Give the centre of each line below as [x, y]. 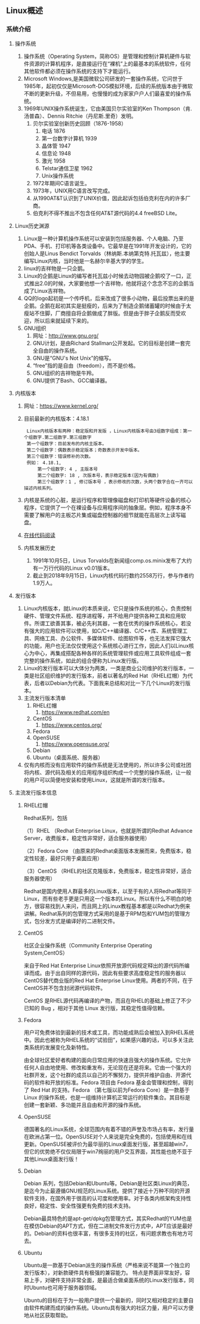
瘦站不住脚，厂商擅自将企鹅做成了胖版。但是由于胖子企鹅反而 [100, 313]
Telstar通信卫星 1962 [67, 168]
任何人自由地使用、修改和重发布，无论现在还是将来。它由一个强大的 [107, 1067]
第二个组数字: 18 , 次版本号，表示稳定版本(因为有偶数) [98, 475]
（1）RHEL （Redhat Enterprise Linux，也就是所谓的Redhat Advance [108, 830]
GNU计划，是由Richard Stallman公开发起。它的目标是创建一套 [109, 343]
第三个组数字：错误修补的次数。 [60, 456]
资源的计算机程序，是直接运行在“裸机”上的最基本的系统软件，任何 [110, 63]
